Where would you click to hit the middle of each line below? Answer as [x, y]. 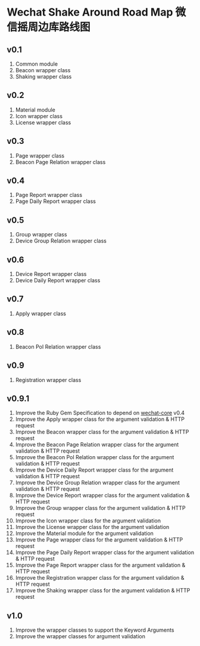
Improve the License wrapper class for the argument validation [92, 527]
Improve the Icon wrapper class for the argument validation [88, 521]
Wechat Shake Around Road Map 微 [96, 12]
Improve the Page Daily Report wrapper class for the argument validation [105, 552]
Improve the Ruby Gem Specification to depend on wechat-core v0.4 [100, 413]
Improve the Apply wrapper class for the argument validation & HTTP [100, 419]
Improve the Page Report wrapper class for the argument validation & [100, 565]
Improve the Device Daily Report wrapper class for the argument [94, 470]
